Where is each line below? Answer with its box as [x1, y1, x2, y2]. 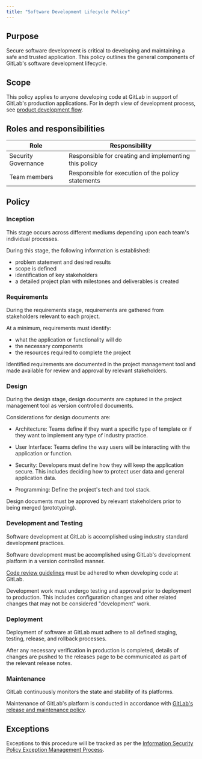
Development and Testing [6, 519, 83, 528]
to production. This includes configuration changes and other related [6, 593, 177, 601]
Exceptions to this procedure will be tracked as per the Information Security [6, 740, 194, 747]
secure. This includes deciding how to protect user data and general [14, 468, 185, 475]
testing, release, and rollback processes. [6, 635, 107, 642]
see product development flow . [6, 106, 84, 113]
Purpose [6, 31, 39, 42]
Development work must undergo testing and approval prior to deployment [6, 587, 191, 594]
